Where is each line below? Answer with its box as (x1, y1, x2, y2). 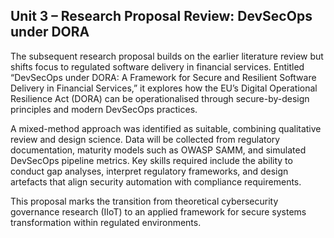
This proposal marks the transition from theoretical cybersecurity (10, 195, 279, 207)
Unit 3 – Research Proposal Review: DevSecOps (10, 8, 313, 25)
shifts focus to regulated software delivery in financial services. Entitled (10, 60, 305, 73)
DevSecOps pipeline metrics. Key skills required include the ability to (10, 154, 293, 166)
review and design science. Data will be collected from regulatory (10, 133, 281, 145)
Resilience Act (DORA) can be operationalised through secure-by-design (10, 92, 310, 104)
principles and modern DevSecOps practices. (10, 103, 198, 115)
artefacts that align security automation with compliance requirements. (10, 175, 302, 188)
